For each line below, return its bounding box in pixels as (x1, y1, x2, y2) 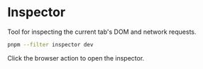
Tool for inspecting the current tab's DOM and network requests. (7, 27, 197, 36)
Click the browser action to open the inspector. (7, 54, 145, 62)
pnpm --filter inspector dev (7, 41, 94, 48)
